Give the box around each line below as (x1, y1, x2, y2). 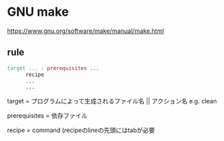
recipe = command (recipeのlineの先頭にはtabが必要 (7, 126, 155, 134)
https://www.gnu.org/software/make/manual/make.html (7, 27, 164, 35)
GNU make (7, 4, 69, 20)
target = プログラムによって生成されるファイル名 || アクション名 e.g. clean (7, 97, 217, 105)
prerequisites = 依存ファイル (7, 112, 88, 120)
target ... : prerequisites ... (7, 64, 99, 72)
